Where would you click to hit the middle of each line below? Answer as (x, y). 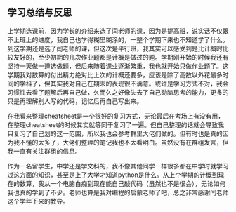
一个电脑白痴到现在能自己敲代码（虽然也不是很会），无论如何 (138, 183)
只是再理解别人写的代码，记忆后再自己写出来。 (75, 101)
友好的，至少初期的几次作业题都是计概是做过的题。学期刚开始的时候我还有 (121, 57)
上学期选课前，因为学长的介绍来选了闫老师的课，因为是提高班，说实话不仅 (115, 31)
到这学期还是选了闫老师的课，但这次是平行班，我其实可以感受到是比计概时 (115, 48)
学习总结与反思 (40, 13)
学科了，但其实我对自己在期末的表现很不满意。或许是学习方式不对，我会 (124, 84)
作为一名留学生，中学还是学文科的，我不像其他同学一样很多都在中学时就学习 (118, 166)
